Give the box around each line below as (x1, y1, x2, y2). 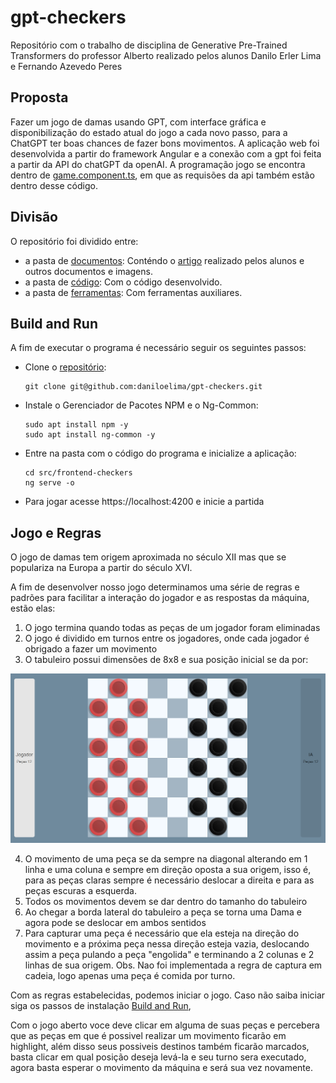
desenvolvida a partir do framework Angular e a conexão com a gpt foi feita (10, 147, 322, 160)
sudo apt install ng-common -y (24, 430, 156, 440)
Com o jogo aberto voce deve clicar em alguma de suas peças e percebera (10, 1019, 320, 1031)
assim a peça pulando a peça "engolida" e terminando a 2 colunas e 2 (24, 948, 315, 960)
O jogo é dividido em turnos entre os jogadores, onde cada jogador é (24, 632, 310, 645)
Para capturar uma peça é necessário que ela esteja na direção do (24, 927, 300, 939)
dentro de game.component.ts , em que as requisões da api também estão (10, 169, 315, 181)
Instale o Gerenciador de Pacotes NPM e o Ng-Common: (24, 399, 259, 411)
